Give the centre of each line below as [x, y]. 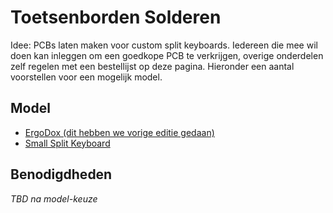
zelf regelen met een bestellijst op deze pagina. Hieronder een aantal [152, 66]
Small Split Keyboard [67, 143]
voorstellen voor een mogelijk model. [86, 77]
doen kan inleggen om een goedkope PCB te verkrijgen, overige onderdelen [167, 55]
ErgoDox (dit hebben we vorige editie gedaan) [119, 132]
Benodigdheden [61, 174]
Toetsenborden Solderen [116, 17]
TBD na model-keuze [54, 198]
